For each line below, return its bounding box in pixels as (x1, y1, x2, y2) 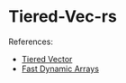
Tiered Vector (21, 53, 73, 64)
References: (8, 36, 53, 47)
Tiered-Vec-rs (8, 6, 118, 27)
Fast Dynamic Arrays (21, 63, 100, 74)
